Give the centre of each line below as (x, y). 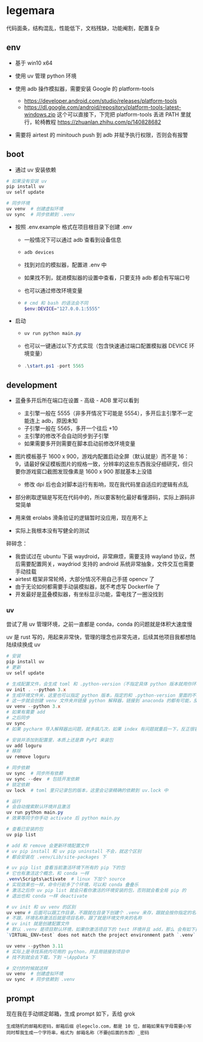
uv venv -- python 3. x (34, 706)
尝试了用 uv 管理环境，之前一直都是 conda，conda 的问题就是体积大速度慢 (99, 624)
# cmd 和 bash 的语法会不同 (56, 303)
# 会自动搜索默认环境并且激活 (38, 807)
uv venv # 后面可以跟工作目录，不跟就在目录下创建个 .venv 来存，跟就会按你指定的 (99, 912)
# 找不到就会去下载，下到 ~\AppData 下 (51, 957)
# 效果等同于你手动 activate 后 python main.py (63, 818)
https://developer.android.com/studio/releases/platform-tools (100, 101)
